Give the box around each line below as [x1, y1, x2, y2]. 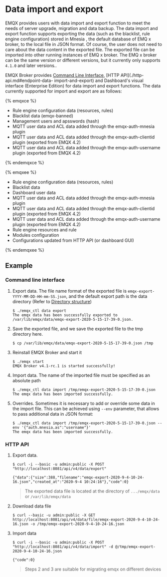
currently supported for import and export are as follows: [5, 88, 122, 94]
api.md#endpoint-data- [5, 77, 53, 83]
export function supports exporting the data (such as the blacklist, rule [5, 30, 151, 36]
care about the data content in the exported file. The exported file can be [5, 46, 155, 52]
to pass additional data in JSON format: [12, 411, 94, 417]
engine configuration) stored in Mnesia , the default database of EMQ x [5, 36, 151, 42]
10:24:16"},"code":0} [84, 479, 129, 484]
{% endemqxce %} [5, 159, 44, 165]
